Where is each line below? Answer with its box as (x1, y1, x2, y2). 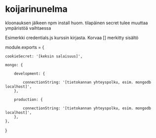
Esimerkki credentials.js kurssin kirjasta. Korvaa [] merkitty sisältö (5, 35, 139, 41)
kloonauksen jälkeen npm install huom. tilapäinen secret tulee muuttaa (5, 20, 148, 26)
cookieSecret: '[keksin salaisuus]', (5, 53, 83, 59)
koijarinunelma (5, 3, 68, 15)
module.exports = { (5, 44, 44, 50)
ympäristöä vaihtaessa (5, 25, 51, 31)
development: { (14, 71, 45, 76)
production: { (14, 97, 43, 102)
